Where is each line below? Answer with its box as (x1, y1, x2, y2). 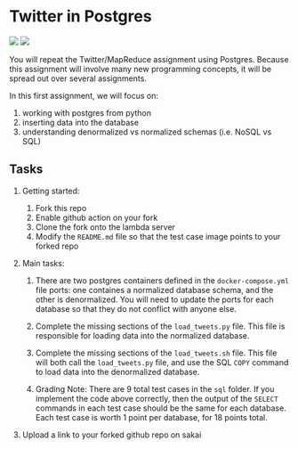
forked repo (35, 241, 79, 251)
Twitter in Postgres (9, 6, 153, 27)
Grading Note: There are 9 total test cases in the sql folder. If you (35, 383, 275, 394)
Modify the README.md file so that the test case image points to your (35, 231, 281, 241)
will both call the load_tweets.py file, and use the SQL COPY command (35, 356, 289, 367)
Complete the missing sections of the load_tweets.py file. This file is (35, 321, 286, 331)
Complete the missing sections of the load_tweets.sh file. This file (35, 347, 278, 358)
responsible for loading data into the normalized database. (35, 330, 250, 340)
